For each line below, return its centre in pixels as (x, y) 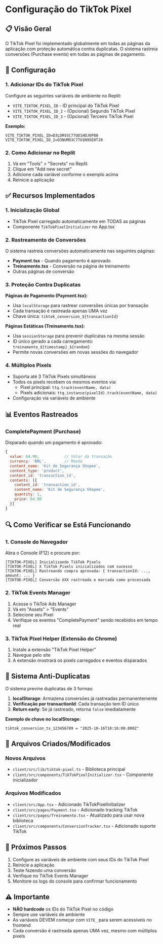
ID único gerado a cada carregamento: (53, 342)
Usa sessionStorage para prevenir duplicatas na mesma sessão (78, 336)
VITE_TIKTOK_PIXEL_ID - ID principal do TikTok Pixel (66, 106)
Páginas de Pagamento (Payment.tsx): (46, 296)
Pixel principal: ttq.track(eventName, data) (66, 387)
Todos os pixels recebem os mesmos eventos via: (65, 382)
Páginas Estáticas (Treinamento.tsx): (45, 326)
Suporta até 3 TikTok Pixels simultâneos (54, 376)
